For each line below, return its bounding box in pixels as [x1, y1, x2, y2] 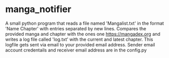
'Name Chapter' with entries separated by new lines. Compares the [5, 25, 147, 31]
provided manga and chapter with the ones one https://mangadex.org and [5, 31, 160, 37]
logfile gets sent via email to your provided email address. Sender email [5, 41, 155, 47]
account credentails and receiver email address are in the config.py [5, 47, 147, 53]
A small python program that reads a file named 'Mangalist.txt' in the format [5, 20, 164, 26]
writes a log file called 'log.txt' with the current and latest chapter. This [5, 36, 154, 42]
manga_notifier [5, 4, 71, 15]
